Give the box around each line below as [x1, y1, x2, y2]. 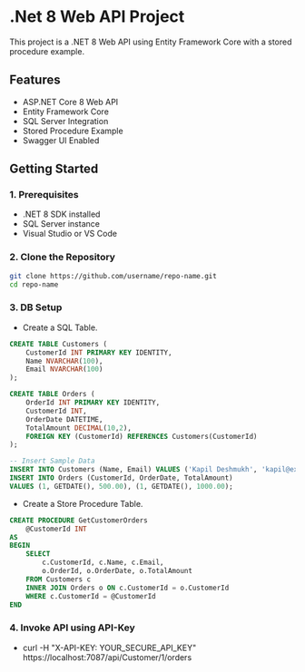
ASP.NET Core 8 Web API [22, 96, 119, 107]
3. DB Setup [9, 301, 63, 314]
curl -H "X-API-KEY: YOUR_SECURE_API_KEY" [22, 642, 197, 653]
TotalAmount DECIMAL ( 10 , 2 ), [25, 424, 132, 433]
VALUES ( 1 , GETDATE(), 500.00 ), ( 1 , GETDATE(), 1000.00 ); [9, 482, 233, 491]
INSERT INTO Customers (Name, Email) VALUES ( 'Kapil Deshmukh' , [9, 465, 258, 474]
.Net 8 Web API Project [9, 6, 185, 27]
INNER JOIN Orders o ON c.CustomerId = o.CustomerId [25, 583, 230, 592]
